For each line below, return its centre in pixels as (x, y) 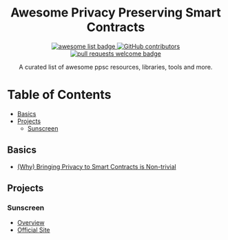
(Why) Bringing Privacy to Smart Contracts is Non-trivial (97, 166)
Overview (31, 223)
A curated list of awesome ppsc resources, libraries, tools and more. (116, 67)
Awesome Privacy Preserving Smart (116, 13)
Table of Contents (59, 95)
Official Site (33, 230)
